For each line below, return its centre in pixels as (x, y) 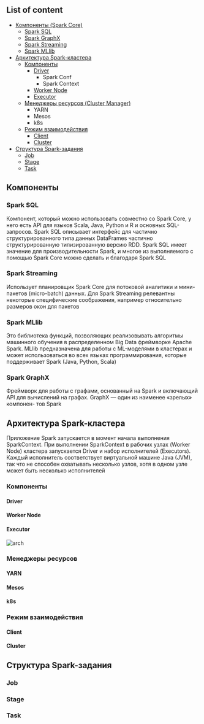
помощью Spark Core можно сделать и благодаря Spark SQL (86, 258)
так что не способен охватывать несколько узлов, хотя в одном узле (97, 464)
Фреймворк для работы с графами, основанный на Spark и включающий (102, 391)
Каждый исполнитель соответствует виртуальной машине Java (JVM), (99, 458)
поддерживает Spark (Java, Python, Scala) (61, 362)
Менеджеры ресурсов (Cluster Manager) (77, 103)
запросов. (20, 231)
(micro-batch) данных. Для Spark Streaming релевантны (102, 293)
